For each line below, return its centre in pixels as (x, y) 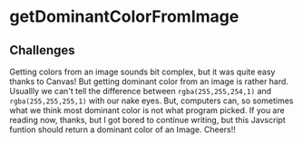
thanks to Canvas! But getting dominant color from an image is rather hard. (149, 82)
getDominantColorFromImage (124, 17)
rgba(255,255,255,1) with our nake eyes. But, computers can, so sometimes (151, 101)
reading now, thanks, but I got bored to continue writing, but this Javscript (147, 120)
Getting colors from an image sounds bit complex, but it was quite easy (142, 72)
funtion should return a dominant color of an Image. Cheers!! (122, 130)
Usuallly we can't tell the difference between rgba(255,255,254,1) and (141, 91)
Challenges (42, 50)
